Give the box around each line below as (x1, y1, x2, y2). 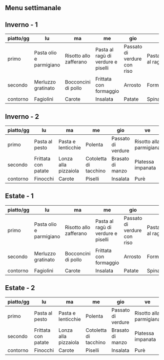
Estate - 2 (5, 284, 35, 292)
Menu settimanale (5, 4, 61, 12)
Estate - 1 (5, 192, 34, 200)
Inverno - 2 (5, 112, 39, 121)
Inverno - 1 (5, 21, 38, 29)
